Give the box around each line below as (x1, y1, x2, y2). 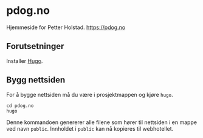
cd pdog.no (6, 102, 34, 109)
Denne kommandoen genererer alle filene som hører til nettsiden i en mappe (6, 119, 198, 126)
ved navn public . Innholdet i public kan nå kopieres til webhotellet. (6, 125, 174, 132)
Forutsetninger (6, 41, 64, 51)
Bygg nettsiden (6, 75, 66, 85)
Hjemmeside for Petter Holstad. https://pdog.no (6, 24, 126, 31)
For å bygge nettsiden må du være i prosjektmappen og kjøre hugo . (6, 91, 173, 98)
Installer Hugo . (6, 57, 43, 64)
